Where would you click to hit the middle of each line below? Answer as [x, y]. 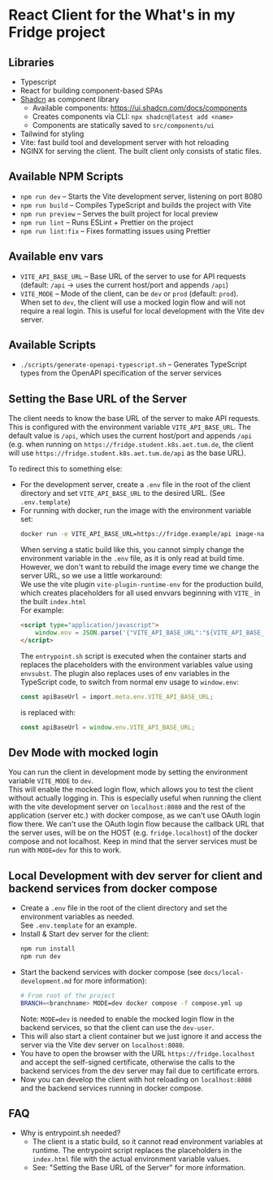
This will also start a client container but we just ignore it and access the [141, 1036]
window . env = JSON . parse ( [79, 633]
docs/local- [223, 972]
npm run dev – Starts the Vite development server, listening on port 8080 [141, 196]
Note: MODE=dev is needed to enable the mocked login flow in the [127, 1019]
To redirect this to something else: [65, 469]
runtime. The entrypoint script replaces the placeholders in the [137, 1151]
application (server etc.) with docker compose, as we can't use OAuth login [134, 815]
